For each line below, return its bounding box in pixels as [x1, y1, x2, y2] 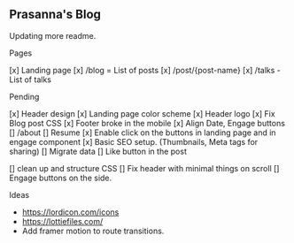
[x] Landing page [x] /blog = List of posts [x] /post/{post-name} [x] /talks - [9, 65, 282, 75]
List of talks [9, 74, 51, 85]
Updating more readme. [9, 30, 97, 41]
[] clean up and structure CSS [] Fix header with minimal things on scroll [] [9, 163, 280, 173]
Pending [9, 91, 40, 102]
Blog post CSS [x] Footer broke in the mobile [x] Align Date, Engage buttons [9, 118, 286, 128]
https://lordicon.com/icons [21, 207, 120, 217]
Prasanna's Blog [9, 7, 102, 22]
